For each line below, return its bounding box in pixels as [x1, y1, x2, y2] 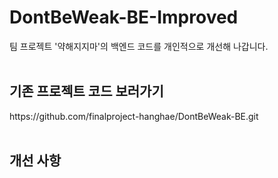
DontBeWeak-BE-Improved [9, 6, 239, 29]
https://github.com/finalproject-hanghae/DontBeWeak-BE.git [9, 110, 259, 122]
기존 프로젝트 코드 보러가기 [9, 83, 164, 100]
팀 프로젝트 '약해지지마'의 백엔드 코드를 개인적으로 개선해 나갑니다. [9, 40, 269, 52]
